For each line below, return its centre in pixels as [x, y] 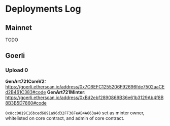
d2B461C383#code [26, 92]
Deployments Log [43, 9]
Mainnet [19, 28]
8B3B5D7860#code [26, 103]
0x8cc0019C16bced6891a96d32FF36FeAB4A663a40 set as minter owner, [75, 113]
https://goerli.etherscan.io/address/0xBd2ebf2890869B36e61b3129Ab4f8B [84, 98]
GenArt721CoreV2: [26, 81]
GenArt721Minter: [66, 92]
